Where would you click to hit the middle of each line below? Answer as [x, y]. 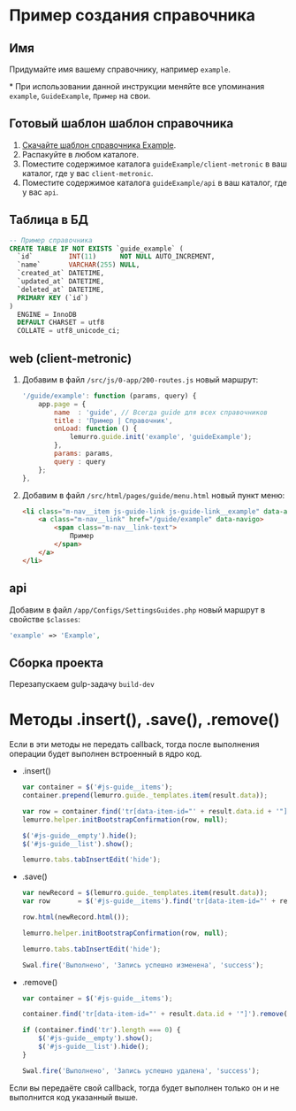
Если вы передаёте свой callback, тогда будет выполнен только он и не [144, 1088]
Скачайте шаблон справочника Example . [99, 145]
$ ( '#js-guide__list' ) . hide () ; [94, 1046]
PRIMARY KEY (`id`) [53, 297]
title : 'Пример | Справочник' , [114, 420]
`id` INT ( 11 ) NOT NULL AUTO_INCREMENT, [116, 257]
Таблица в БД [49, 220]
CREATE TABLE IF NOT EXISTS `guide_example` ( [96, 249]
